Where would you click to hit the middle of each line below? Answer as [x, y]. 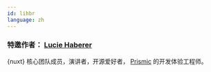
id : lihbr [21, 13]
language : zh [26, 20]
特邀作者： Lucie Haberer [50, 45]
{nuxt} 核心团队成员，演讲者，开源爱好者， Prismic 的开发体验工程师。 [107, 61]
